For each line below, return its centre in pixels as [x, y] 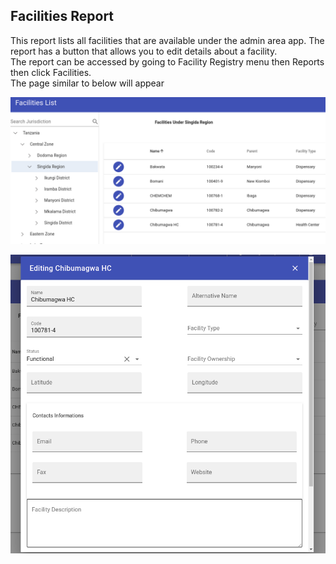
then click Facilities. [51, 72]
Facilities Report [62, 16]
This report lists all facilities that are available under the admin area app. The [167, 40]
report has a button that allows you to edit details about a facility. [144, 51]
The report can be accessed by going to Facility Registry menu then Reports [167, 61]
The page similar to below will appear [87, 83]
